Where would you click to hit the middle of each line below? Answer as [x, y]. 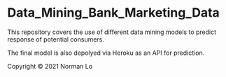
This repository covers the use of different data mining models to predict [112, 32]
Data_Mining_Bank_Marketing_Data [114, 13]
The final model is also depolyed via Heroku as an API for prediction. [106, 53]
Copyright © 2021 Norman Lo [50, 66]
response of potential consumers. [56, 39]
